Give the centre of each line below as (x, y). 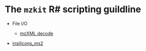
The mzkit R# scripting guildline (73, 9)
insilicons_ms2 (28, 43)
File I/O (20, 23)
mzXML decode (36, 33)
